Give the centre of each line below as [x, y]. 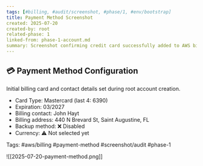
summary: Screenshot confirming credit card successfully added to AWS [98, 46]
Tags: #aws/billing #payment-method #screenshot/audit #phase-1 [89, 144]
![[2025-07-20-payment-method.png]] [54, 156]
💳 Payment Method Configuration [72, 71]
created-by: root [28, 29]
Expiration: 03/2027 [40, 107]
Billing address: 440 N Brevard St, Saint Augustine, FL [82, 119]
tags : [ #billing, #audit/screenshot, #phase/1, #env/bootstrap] [89, 12]
